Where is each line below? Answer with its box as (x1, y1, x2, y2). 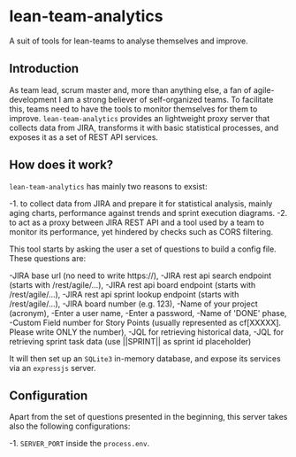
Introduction (9, 61, 80, 76)
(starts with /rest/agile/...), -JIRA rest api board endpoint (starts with (9, 279, 256, 290)
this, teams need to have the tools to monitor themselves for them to (9, 104, 258, 114)
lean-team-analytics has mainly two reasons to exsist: (9, 181, 208, 191)
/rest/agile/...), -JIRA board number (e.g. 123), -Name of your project (9, 298, 258, 309)
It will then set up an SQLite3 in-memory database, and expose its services (9, 352, 281, 364)
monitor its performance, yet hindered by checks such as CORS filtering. (9, 226, 274, 236)
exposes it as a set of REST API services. (9, 131, 159, 143)
